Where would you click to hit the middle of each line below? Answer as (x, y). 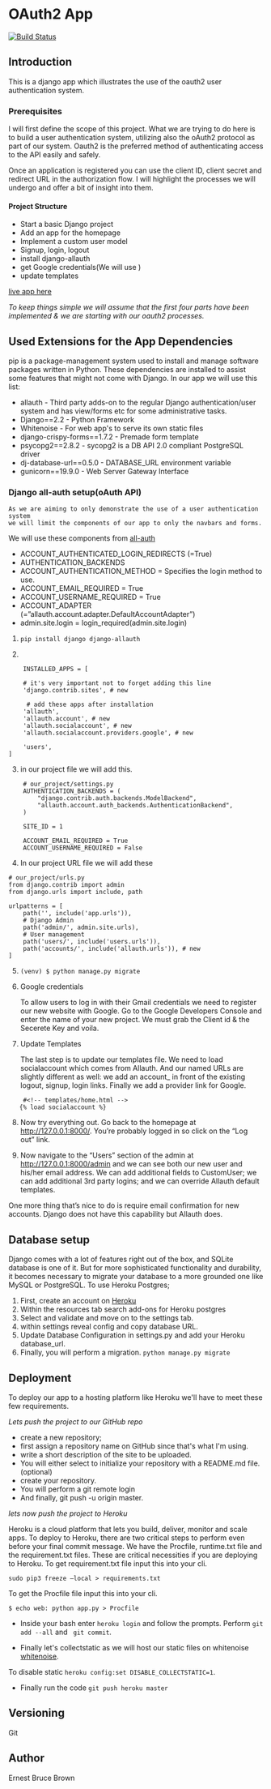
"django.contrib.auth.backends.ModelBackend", (117, 798)
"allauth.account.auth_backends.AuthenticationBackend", (135, 806)
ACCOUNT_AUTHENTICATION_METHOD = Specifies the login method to (141, 571)
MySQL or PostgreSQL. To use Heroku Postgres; (89, 1285)
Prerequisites (35, 111)
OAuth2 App (51, 14)
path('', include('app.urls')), (77, 914)
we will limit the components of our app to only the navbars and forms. (135, 524)
